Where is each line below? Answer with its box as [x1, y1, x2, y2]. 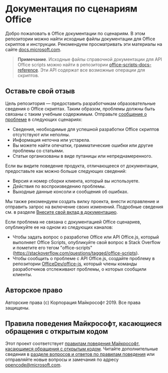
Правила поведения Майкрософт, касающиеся [5, 319, 162, 328]
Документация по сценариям [5, 3, 138, 15]
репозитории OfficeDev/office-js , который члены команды [12, 261, 137, 267]
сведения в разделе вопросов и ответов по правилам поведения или [5, 351, 155, 357]
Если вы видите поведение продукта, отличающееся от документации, [5, 162, 159, 169]
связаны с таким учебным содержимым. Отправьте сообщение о [5, 111, 147, 117]
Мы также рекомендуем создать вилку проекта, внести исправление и [5, 198, 159, 204]
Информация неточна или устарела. [12, 137, 91, 143]
